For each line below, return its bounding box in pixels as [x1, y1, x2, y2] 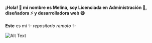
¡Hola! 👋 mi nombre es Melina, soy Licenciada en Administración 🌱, [5, 4, 147, 10]
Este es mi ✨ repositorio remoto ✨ [5, 23, 76, 29]
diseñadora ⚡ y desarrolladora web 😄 [5, 10, 85, 16]
